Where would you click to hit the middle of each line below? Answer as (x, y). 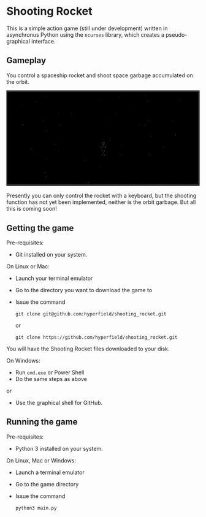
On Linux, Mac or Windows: (41, 460)
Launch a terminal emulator (50, 472)
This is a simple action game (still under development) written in (87, 28)
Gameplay (26, 60)
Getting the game (40, 228)
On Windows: (23, 361)
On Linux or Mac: (28, 266)
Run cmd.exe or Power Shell (50, 372)
